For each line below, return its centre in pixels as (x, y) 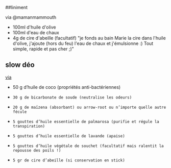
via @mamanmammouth (31, 17)
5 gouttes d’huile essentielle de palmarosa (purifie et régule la (86, 122)
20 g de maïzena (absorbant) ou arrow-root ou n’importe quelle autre (89, 107)
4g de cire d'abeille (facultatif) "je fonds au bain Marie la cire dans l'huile (89, 38)
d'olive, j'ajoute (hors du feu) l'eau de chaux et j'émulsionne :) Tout (83, 43)
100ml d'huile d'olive (34, 27)
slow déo (20, 65)
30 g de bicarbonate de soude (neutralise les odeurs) (72, 97)
